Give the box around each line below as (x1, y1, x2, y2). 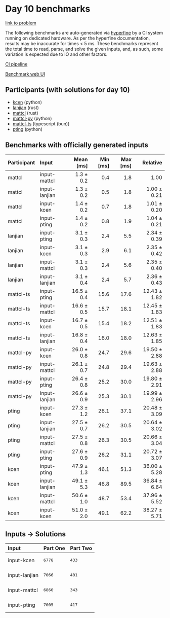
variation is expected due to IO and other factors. (5, 51, 108, 57)
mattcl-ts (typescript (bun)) (12, 120, 70, 127)
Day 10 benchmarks (5, 3, 91, 15)
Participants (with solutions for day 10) (5, 86, 130, 94)
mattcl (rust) (12, 110, 39, 116)
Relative (142, 159, 162, 166)
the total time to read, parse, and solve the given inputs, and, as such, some (5, 46, 163, 52)
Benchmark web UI (5, 71, 46, 77)
